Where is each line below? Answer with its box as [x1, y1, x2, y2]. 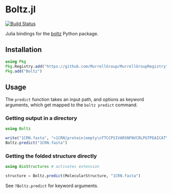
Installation [5, 45, 42, 54]
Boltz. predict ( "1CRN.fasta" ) [5, 140, 68, 146]
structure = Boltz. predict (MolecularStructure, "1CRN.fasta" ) [5, 173, 141, 179]
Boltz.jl [5, 4, 36, 15]
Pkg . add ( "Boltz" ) [5, 68, 42, 74]
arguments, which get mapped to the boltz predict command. [5, 102, 138, 108]
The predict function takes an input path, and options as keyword [5, 96, 144, 103]
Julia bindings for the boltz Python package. [5, 30, 99, 36]
